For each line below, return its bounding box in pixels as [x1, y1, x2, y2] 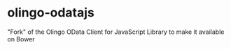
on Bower [7, 35, 35, 43]
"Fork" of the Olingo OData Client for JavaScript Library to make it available [7, 28, 225, 36]
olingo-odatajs [7, 5, 94, 21]
